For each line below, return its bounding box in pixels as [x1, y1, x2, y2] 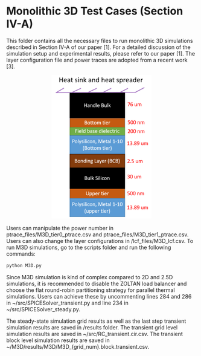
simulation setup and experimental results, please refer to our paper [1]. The [6, 50, 196, 57]
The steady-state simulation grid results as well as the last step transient [6, 317, 187, 325]
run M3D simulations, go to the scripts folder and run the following [6, 244, 171, 251]
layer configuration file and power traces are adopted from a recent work [6, 56, 188, 63]
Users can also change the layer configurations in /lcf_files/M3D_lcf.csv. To [6, 237, 194, 244]
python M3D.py [6, 262, 42, 268]
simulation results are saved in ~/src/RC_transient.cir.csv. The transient [6, 330, 183, 337]
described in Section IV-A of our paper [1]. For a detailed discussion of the [6, 44, 191, 51]
